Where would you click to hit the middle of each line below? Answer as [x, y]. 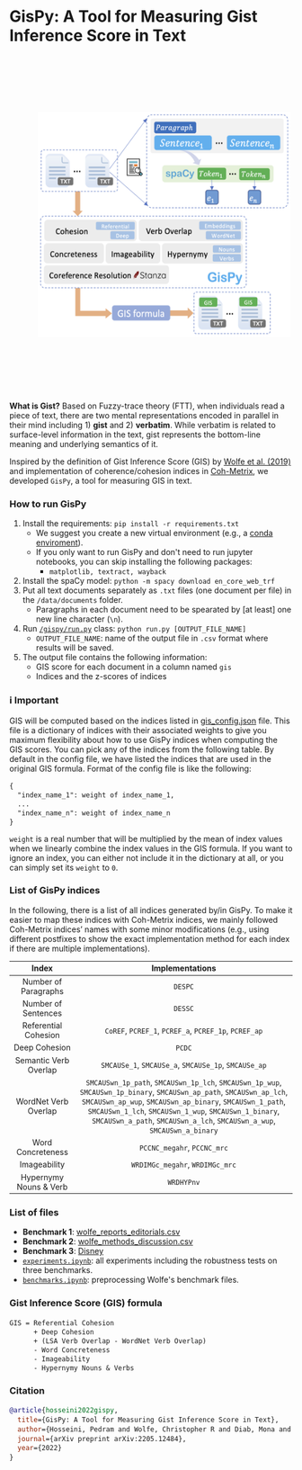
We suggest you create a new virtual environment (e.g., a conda [154, 533]
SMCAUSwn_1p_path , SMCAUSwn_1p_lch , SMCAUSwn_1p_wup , [184, 1082]
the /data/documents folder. [72, 600]
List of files [34, 1212]
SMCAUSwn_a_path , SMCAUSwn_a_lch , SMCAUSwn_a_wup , [184, 1120]
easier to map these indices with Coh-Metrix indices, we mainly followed [144, 919]
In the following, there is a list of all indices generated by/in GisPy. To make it [151, 910]
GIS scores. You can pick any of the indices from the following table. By [142, 749]
